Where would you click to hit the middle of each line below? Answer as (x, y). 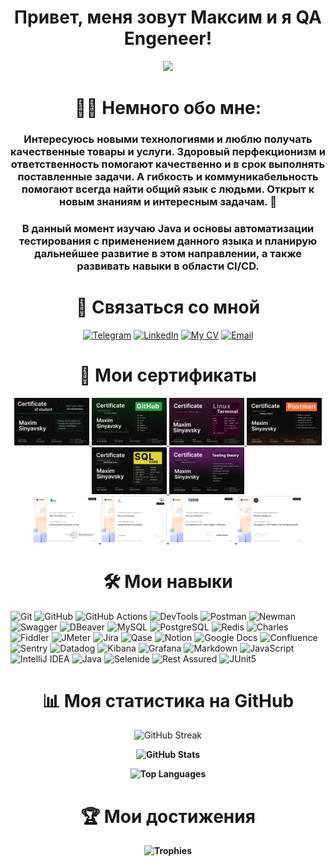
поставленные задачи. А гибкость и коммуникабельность (168, 177)
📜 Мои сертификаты (168, 375)
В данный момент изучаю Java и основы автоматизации (168, 228)
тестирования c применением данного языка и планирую (168, 241)
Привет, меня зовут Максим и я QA (168, 17)
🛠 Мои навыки (168, 581)
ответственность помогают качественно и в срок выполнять (168, 164)
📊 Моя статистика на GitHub (168, 700)
